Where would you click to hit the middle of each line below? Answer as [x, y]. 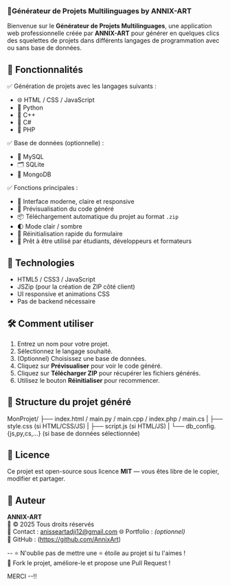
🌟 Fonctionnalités [45, 69]
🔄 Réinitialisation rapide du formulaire [70, 234]
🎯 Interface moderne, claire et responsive [76, 202]
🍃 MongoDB [34, 174]
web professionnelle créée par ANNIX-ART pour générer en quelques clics [113, 33]
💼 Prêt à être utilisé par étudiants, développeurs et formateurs [104, 241]
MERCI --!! [22, 576]
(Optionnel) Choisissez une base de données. [81, 358]
